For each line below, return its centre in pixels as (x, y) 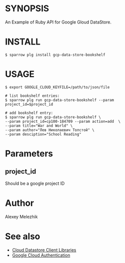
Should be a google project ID (35, 183)
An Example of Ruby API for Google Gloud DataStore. (58, 22)
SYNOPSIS (27, 9)
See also (23, 236)
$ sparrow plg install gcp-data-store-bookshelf (55, 55)
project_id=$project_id (29, 104)
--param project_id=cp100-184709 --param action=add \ (63, 121)
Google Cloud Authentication (41, 255)
